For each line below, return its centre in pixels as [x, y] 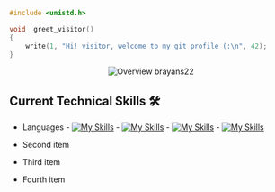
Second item [46, 145]
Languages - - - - [121, 127]
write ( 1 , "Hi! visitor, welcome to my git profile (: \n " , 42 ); [146, 46]
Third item [41, 162]
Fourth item [44, 179]
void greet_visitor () [52, 29]
